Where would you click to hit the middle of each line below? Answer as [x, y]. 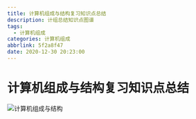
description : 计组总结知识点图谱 [51, 20]
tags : [15, 26]
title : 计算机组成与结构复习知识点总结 [57, 13]
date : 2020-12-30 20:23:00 [46, 52]
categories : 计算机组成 [39, 39]
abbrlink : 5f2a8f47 [35, 45]
